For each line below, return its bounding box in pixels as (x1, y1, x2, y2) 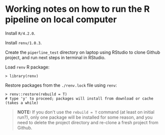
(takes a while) (5, 100, 39, 105)
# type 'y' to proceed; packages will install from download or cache (5, 96, 154, 101)
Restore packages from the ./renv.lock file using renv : (5, 82, 117, 88)
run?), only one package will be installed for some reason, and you (17, 114, 153, 120)
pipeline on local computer (5, 14, 117, 25)
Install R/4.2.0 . (5, 30, 36, 36)
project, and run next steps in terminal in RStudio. (5, 54, 106, 60)
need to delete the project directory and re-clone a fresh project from (17, 119, 159, 125)
